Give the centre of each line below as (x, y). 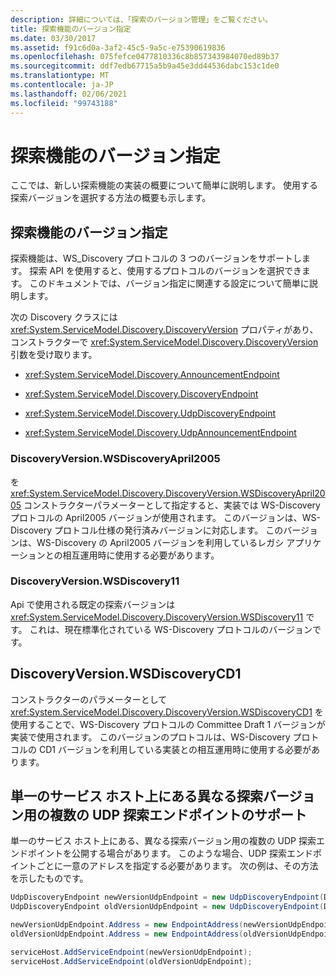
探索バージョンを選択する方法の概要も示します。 (111, 198)
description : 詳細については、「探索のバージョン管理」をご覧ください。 (141, 19)
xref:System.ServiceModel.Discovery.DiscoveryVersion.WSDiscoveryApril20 (168, 493)
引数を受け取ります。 (54, 355)
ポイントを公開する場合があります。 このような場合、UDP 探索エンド (170, 853)
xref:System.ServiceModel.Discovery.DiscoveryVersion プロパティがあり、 (164, 330)
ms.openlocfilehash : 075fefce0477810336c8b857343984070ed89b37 (145, 57)
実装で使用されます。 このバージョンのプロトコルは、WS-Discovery (150, 737)
